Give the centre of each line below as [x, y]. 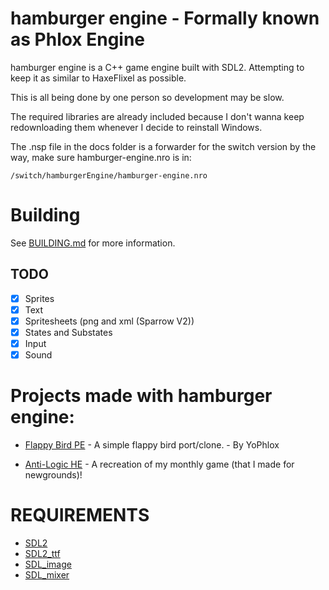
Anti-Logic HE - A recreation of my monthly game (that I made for [159, 464]
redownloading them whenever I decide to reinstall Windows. [136, 127]
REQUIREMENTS [80, 515]
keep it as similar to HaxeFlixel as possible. [98, 78]
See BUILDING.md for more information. [93, 243]
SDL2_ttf [42, 553]
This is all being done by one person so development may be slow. [147, 97]
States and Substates [68, 332]
